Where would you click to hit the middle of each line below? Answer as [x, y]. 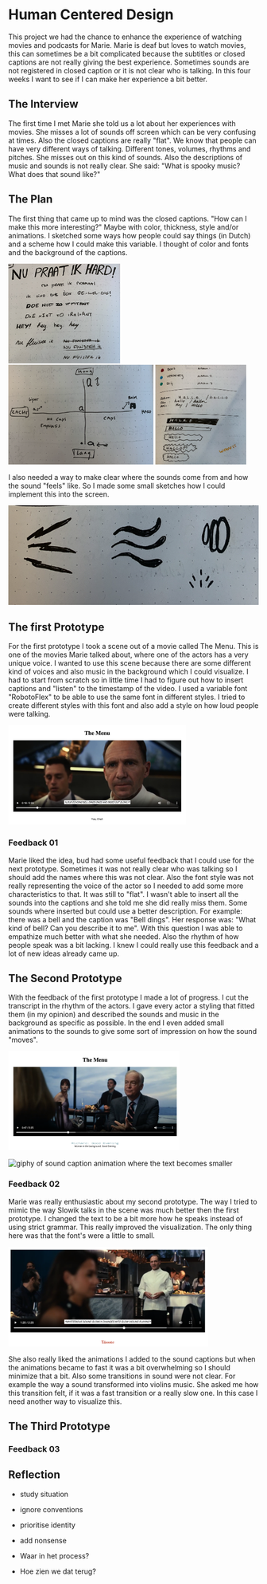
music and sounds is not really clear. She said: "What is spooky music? [124, 166]
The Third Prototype [60, 1427]
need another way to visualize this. [65, 1401]
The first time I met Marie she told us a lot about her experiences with [122, 123]
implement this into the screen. [59, 494]
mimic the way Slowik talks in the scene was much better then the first [124, 1210]
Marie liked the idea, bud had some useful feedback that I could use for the [131, 860]
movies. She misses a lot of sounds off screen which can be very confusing [132, 132]
